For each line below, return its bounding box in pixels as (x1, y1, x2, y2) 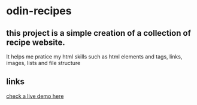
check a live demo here (6, 92, 64, 100)
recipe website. (6, 37, 66, 47)
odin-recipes (6, 4, 72, 18)
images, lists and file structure (6, 60, 81, 66)
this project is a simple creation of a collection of (6, 28, 192, 38)
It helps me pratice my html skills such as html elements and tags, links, (6, 53, 183, 60)
